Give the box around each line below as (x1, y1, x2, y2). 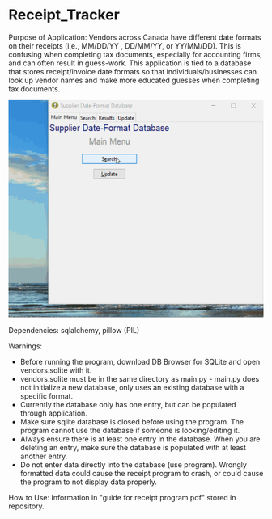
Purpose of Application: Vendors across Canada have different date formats (8, 32, 261, 42)
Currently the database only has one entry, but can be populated (19, 399, 236, 409)
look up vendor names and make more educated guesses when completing (8, 75, 260, 85)
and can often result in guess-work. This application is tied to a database (8, 58, 252, 68)
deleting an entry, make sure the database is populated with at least (19, 442, 247, 452)
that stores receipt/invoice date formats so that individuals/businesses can (8, 66, 257, 76)
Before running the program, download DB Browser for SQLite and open (19, 357, 261, 366)
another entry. (19, 451, 68, 461)
